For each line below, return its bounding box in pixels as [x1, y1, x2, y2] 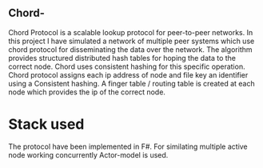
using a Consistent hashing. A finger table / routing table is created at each [8, 78, 255, 88]
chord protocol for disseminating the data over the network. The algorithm [8, 44, 253, 54]
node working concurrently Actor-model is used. [8, 150, 169, 159]
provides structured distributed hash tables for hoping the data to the [8, 53, 236, 62]
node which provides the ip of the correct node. [8, 87, 166, 97]
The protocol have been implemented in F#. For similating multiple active [8, 142, 248, 151]
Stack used [8, 115, 85, 133]
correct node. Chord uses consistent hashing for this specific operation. [8, 62, 245, 71]
